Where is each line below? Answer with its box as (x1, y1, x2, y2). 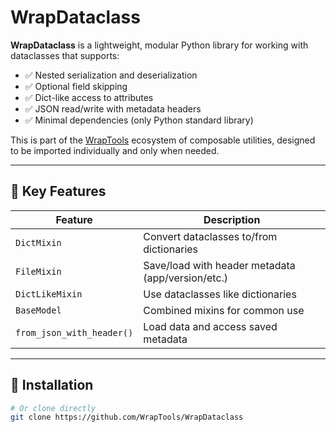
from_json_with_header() (15, 327, 134, 338)
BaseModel (15, 304, 62, 316)
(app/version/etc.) (143, 271, 229, 285)
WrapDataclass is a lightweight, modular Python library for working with (10, 39, 309, 51)
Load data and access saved (143, 319, 278, 333)
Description (203, 212, 261, 226)
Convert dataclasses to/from (143, 229, 278, 243)
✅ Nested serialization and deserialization (24, 69, 198, 81)
